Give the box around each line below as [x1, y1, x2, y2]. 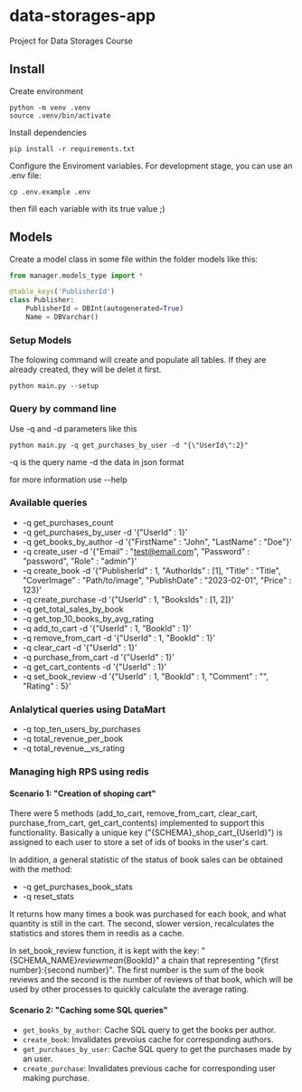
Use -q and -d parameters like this [9, 423, 137, 434]
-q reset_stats [22, 891, 75, 902]
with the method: [9, 864, 72, 875]
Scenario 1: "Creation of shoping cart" [9, 788, 156, 799]
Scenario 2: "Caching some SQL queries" [9, 1004, 169, 1015]
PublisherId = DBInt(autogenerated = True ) [25, 304, 184, 313]
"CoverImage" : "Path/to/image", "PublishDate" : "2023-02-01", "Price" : [22, 574, 292, 585]
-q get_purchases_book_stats [22, 881, 133, 892]
